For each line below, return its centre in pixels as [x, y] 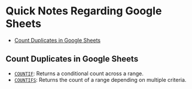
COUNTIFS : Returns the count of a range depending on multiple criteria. [100, 79]
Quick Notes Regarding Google [84, 11]
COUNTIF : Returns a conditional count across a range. [79, 73]
